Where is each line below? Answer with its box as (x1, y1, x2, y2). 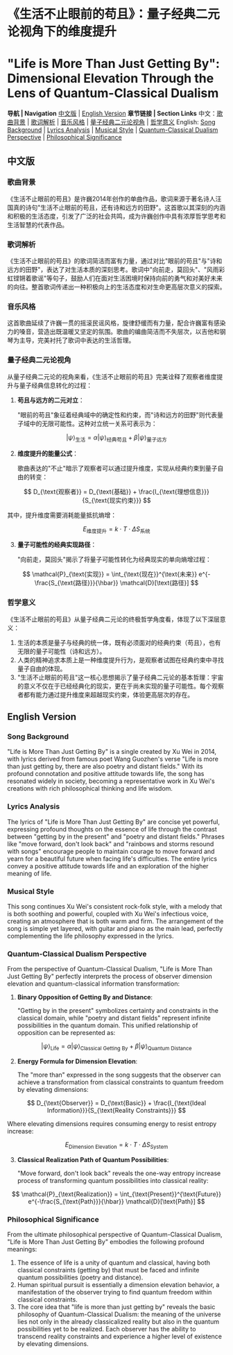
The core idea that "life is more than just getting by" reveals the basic (17, 1303, 216, 1311)
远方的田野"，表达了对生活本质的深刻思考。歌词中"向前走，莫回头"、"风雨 (7, 265, 220, 274)
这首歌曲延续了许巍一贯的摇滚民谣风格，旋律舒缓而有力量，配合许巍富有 (7, 319, 214, 327)
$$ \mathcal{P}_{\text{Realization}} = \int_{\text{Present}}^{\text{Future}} (11, 1190, 222, 1198)
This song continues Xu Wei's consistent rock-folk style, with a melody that (7, 902, 223, 910)
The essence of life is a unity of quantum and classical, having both (17, 1259, 210, 1267)
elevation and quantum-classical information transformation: (7, 979, 180, 988)
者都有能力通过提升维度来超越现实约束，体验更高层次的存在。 (17, 690, 194, 698)
